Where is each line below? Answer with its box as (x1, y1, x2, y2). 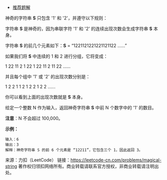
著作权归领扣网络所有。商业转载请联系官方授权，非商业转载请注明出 (18, 163, 159, 169)
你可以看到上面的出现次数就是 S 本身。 (5, 94, 86, 100)
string (5, 163, 18, 169)
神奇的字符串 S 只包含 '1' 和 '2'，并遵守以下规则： (5, 15, 108, 21)
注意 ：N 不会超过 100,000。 (5, 115, 63, 121)
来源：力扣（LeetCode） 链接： (5, 157, 71, 163)
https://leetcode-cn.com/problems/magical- (70, 157, 162, 163)
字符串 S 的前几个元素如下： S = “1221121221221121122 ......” (5, 43, 127, 49)
